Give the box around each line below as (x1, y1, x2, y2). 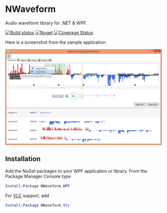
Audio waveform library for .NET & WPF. (5, 20, 87, 26)
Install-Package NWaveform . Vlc (5, 203, 70, 208)
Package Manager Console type (5, 173, 71, 179)
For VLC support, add (5, 193, 49, 199)
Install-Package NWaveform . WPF (5, 183, 70, 189)
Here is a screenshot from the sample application (5, 39, 106, 45)
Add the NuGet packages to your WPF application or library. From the (5, 168, 148, 174)
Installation (5, 155, 41, 163)
